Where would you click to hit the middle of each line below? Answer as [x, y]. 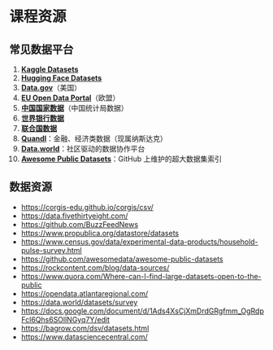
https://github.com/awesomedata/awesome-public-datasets [122, 259]
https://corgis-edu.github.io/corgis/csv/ [87, 207]
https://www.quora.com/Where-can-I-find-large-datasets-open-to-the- [141, 276]
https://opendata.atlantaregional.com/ [84, 293]
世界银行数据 [42, 118]
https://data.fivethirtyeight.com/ [74, 216]
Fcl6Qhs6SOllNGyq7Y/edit [65, 319]
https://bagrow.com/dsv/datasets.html [85, 328]
